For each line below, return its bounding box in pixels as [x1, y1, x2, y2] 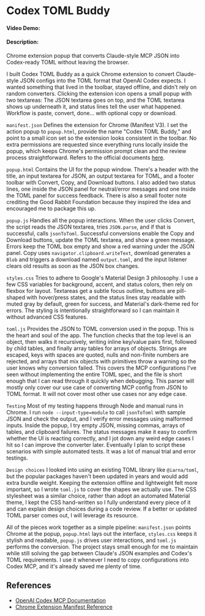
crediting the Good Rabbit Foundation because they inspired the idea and [6, 198, 191, 205]
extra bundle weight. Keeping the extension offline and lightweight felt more [6, 479, 198, 486]
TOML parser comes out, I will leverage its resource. [6, 511, 138, 519]
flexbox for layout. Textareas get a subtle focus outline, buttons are [6, 287, 176, 294]
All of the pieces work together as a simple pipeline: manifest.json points [6, 523, 192, 531]
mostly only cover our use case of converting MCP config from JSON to [6, 384, 188, 391]
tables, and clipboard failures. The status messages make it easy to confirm [6, 428, 198, 435]
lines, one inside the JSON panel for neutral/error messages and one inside [6, 185, 196, 192]
